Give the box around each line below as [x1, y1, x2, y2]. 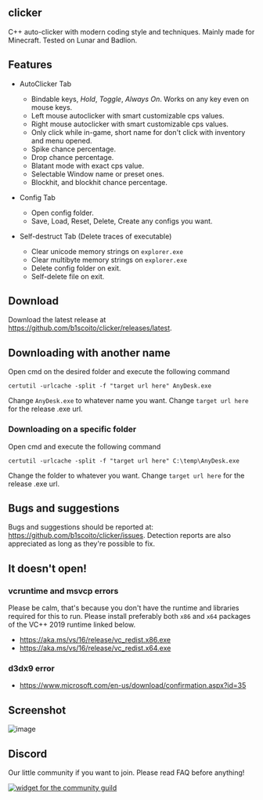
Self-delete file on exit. [31, 271, 105, 281]
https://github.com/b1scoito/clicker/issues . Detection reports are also [8, 531, 231, 540]
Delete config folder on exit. [31, 263, 121, 273]
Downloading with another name [8, 346, 171, 359]
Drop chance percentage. [31, 152, 114, 162]
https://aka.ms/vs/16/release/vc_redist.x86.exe [19, 635, 171, 645]
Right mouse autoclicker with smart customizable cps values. [31, 119, 229, 129]
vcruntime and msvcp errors [8, 585, 119, 596]
